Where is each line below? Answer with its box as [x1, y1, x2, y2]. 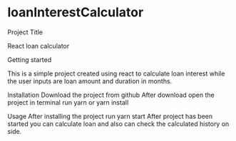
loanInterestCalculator [7, 4, 144, 21]
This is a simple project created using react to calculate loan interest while [7, 69, 225, 78]
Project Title [7, 28, 43, 36]
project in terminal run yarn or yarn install [7, 98, 129, 107]
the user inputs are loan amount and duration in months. [7, 76, 173, 85]
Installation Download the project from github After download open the [7, 90, 215, 99]
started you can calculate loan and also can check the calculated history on [7, 119, 230, 128]
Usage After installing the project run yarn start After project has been [7, 112, 212, 120]
